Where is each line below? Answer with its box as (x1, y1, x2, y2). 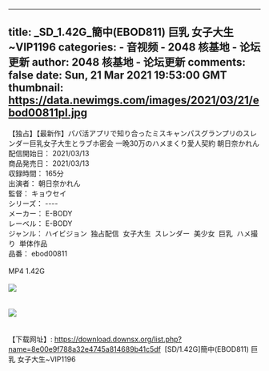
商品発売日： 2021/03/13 (8, 158, 90, 168)
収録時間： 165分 (8, 168, 64, 178)
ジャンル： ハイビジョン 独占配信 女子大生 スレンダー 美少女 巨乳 (8, 228, 234, 238)
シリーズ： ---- (8, 198, 58, 208)
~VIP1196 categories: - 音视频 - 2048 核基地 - (8, 41, 238, 54)
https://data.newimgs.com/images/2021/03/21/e (8, 94, 259, 107)
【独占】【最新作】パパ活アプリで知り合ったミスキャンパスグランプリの (8, 128, 243, 138)
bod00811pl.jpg (8, 106, 88, 120)
